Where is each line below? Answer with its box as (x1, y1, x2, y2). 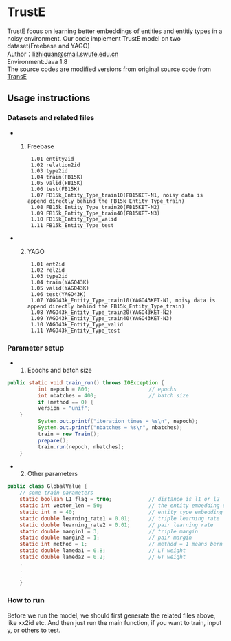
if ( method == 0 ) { (37, 398, 94, 406)
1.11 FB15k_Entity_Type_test (30, 221, 115, 228)
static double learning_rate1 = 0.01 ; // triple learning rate (19, 515, 220, 522)
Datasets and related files (7, 113, 95, 123)
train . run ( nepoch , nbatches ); (37, 443, 125, 451)
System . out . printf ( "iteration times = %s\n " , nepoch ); (37, 418, 198, 425)
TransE (7, 72, 27, 80)
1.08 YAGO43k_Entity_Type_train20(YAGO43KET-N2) (30, 308, 173, 316)
